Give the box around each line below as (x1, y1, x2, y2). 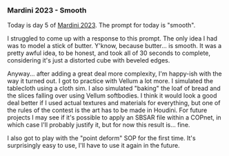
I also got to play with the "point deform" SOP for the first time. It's (7, 134, 196, 142)
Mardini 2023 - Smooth (7, 5, 87, 15)
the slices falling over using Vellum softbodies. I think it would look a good (7, 91, 217, 100)
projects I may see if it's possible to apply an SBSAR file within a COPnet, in (7, 113, 222, 122)
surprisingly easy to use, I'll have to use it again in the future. (7, 142, 181, 150)
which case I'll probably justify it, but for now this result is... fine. (7, 121, 190, 129)
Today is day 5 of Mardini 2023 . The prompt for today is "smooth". (7, 21, 196, 30)
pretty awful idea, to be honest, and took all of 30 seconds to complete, (7, 49, 211, 57)
